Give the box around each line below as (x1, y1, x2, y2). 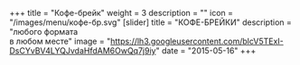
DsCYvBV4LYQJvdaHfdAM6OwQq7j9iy (9, 45, 156, 56)
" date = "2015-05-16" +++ (155, 45, 257, 56)
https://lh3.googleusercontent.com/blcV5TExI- (109, 36, 285, 46)
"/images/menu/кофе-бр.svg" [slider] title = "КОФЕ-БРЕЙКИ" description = (9, 17, 292, 28)
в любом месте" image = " (9, 36, 111, 46)
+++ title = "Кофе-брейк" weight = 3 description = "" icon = (9, 8, 233, 18)
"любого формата (9, 27, 79, 37)
